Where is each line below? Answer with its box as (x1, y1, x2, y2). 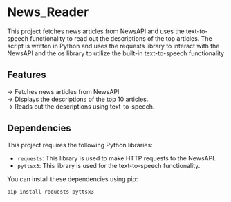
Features (7, 69, 46, 81)
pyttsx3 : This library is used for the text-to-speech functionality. (17, 161, 201, 169)
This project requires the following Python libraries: (7, 140, 154, 149)
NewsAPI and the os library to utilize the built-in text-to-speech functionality (7, 49, 225, 57)
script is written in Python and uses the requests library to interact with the (7, 42, 220, 50)
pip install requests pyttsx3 (7, 188, 95, 195)
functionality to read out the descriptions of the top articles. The (30, 34, 212, 42)
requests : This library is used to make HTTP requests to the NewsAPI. (17, 154, 216, 163)
